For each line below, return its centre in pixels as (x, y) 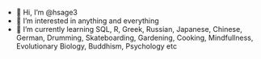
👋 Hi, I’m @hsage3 (47, 12)
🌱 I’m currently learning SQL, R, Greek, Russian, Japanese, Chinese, (129, 29)
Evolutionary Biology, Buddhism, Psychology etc (97, 46)
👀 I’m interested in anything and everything (87, 21)
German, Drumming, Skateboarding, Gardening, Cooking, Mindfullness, (135, 37)
